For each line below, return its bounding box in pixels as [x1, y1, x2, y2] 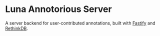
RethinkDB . [5, 25, 28, 31]
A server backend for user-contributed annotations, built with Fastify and [5, 20, 156, 26]
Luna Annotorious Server [5, 3, 112, 15]
